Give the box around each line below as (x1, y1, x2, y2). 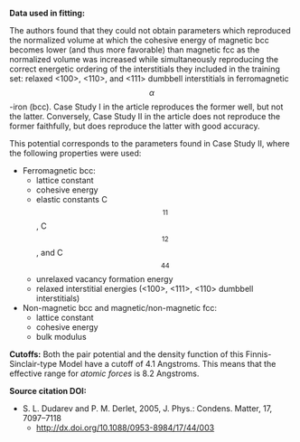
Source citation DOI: (9, 386, 88, 396)
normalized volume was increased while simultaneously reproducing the (9, 54, 278, 64)
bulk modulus (35, 332, 88, 342)
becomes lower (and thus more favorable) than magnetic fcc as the (9, 44, 260, 55)
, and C (35, 248, 63, 258)
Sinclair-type (9, 359, 57, 369)
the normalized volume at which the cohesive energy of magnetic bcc (9, 35, 269, 45)
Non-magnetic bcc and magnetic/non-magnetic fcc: (22, 303, 218, 313)
